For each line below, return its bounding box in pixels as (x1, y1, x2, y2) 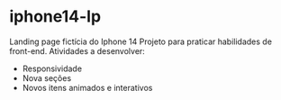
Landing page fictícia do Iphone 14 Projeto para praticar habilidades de (9, 36, 273, 47)
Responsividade (22, 63, 83, 74)
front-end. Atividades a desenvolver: (9, 45, 146, 56)
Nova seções (22, 72, 72, 83)
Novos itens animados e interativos (22, 82, 153, 93)
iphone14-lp (9, 6, 102, 27)
